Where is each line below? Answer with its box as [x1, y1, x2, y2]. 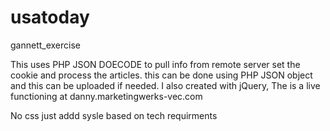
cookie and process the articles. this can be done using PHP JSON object [10, 69, 313, 81]
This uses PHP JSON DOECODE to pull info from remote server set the [10, 58, 301, 70]
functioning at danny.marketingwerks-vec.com [10, 90, 203, 102]
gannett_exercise [10, 39, 82, 51]
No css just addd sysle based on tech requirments [10, 109, 218, 121]
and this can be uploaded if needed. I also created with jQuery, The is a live [10, 79, 321, 91]
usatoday [10, 6, 90, 29]
